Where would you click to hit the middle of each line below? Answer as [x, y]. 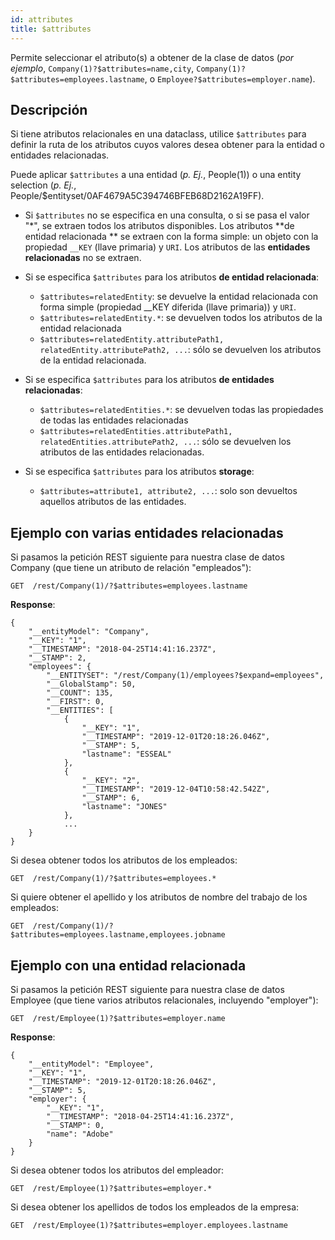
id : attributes [42, 19]
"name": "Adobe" [80, 1134]
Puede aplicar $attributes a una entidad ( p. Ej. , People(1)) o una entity [156, 175]
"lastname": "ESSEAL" [126, 754]
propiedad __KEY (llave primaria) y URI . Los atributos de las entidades [167, 247]
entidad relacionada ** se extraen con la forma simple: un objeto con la [171, 237]
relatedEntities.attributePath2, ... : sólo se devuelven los [165, 442]
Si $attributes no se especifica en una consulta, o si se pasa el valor [167, 215]
